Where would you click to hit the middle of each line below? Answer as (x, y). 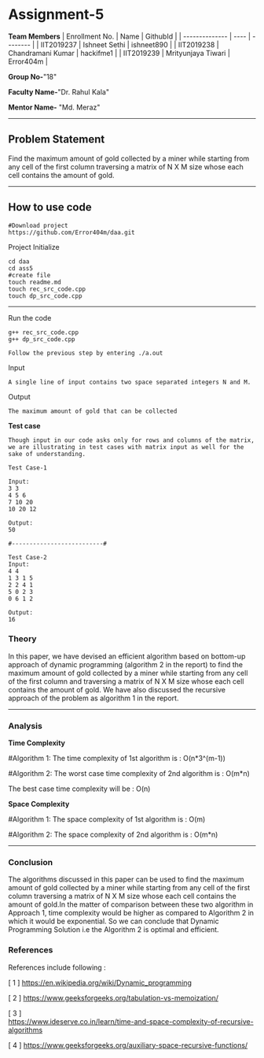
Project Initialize (34, 247)
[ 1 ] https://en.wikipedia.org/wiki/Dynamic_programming (100, 982)
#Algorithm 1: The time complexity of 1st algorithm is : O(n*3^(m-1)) (117, 759)
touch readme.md (35, 282)
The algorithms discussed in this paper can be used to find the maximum (126, 879)
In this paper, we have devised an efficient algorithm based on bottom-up (127, 656)
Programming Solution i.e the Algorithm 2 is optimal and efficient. (114, 930)
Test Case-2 (27, 557)
